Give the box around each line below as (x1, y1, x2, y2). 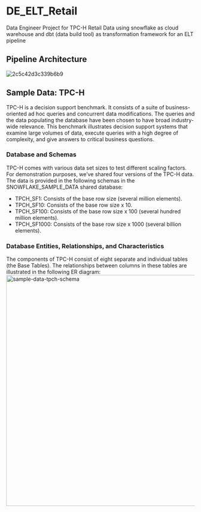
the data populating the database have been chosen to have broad (6, 116, 170, 124)
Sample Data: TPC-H (6, 88, 85, 98)
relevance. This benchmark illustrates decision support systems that (19, 123, 188, 130)
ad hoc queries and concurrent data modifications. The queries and (28, 110, 195, 117)
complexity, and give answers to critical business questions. (6, 135, 154, 142)
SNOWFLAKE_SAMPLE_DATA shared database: (6, 183, 123, 190)
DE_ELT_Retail (6, 4, 78, 18)
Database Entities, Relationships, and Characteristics (6, 242, 165, 250)
